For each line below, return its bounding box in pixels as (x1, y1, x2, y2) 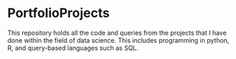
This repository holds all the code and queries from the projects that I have (7, 28, 227, 37)
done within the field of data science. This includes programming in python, (7, 36, 230, 44)
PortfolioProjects (7, 5, 110, 21)
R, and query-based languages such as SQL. (7, 43, 139, 52)
